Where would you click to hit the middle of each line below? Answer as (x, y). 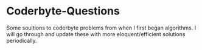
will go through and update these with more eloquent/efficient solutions (96, 34)
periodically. (22, 40)
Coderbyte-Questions (63, 11)
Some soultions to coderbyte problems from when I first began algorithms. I (101, 28)
